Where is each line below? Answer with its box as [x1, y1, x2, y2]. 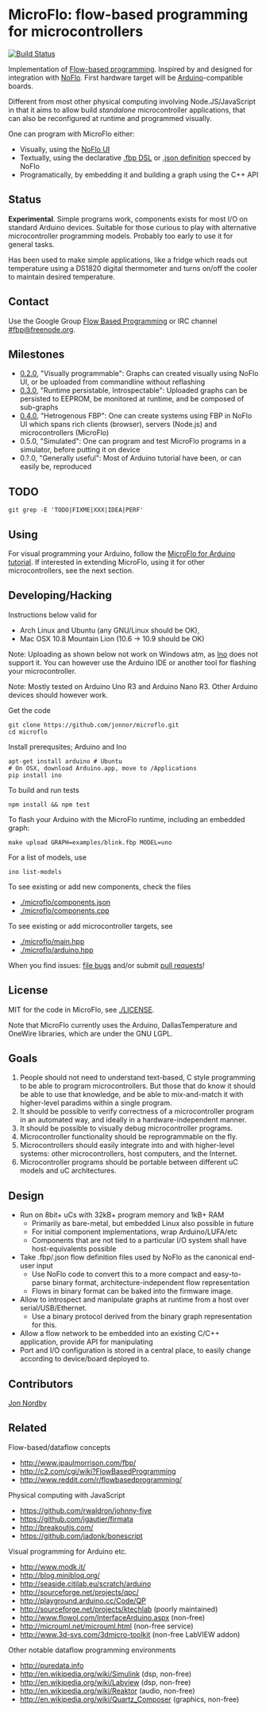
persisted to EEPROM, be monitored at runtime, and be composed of [19, 394, 245, 404]
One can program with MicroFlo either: [8, 129, 135, 139]
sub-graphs [19, 402, 59, 412]
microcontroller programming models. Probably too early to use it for [8, 231, 233, 241]
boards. [8, 81, 33, 91]
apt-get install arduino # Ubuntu [8, 757, 123, 766]
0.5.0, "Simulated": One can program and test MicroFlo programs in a [19, 437, 247, 446]
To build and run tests [8, 785, 79, 794]
